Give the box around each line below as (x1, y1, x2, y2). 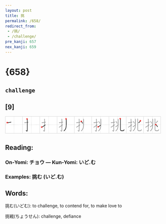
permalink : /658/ (5, 18, 41, 23)
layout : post (5, 8, 32, 13)
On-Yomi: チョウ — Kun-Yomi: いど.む (5, 159, 96, 166)
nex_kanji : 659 (5, 45, 37, 49)
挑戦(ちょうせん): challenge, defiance (5, 213, 82, 220)
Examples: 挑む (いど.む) (5, 174, 64, 180)
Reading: (5, 143, 34, 152)
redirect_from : (5, 24, 37, 29)
